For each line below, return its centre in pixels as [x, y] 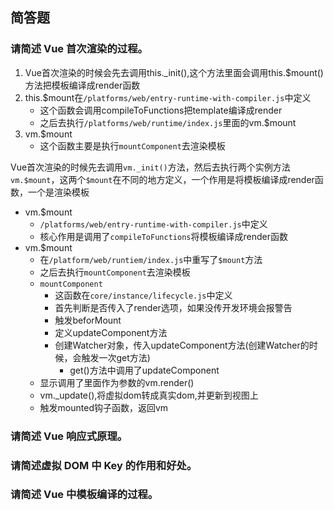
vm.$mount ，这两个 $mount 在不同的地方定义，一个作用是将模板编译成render [162, 179]
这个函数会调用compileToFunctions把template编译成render [161, 110]
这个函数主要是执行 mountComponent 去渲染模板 [132, 145]
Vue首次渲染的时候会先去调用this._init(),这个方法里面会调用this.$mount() [174, 72]
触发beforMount [88, 320]
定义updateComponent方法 [111, 332]
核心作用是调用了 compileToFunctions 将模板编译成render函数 [163, 236]
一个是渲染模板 [58, 192]
